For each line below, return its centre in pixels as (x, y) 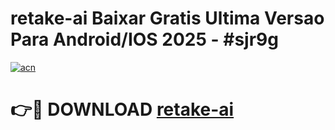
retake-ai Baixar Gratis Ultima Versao (167, 18)
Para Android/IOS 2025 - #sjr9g (144, 39)
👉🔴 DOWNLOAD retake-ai (122, 109)
